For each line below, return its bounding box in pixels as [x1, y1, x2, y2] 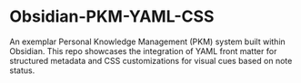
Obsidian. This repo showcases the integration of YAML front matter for [9, 45, 277, 56]
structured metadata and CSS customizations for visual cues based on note [9, 55, 293, 66]
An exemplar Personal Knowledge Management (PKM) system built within [9, 36, 286, 47]
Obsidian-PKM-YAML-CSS [9, 6, 215, 27]
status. [9, 65, 35, 76]
